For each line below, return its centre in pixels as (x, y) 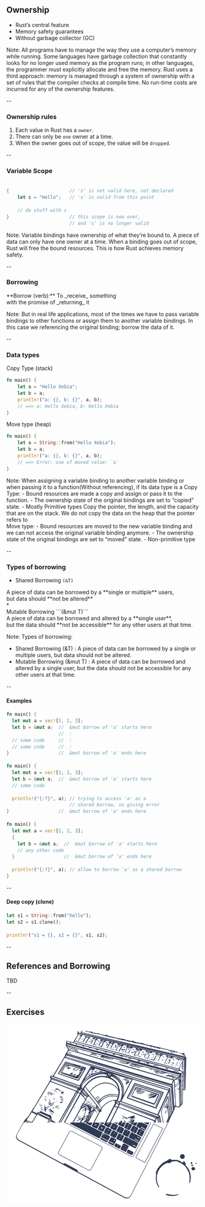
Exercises (25, 1012)
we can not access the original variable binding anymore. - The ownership (100, 533)
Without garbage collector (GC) (55, 38)
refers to (17, 519)
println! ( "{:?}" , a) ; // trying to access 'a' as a (79, 798)
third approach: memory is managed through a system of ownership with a (100, 75)
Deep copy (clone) (30, 902)
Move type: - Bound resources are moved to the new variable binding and (99, 526)
